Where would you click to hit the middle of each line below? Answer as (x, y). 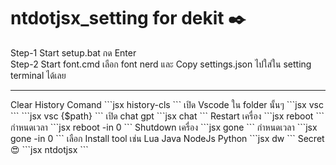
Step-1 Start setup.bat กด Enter (73, 52)
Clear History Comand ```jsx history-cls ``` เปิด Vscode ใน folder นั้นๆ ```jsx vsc (167, 104)
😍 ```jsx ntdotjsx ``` (49, 149)
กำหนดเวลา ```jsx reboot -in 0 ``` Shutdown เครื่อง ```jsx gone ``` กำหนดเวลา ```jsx (164, 127)
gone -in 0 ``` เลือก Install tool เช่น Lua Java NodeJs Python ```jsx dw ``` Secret (167, 138)
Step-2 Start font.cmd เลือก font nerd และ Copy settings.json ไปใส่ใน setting (161, 64)
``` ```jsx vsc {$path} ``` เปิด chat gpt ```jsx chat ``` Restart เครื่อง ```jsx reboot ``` (167, 116)
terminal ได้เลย (38, 75)
